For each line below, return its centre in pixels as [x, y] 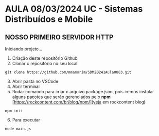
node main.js [18, 129]
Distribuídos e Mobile [49, 19]
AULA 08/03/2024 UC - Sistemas [74, 9]
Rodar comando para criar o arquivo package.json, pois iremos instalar [83, 92]
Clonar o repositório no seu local [45, 63]
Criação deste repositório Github [45, 58]
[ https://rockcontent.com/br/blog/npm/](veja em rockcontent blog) [79, 102]
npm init [14, 111]
